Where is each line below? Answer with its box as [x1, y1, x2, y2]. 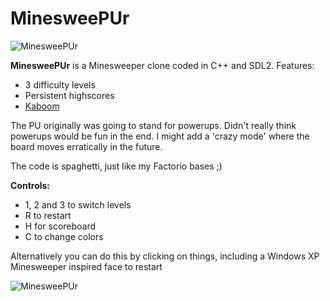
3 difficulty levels [24, 78, 96, 91]
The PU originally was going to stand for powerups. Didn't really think [10, 119, 297, 131]
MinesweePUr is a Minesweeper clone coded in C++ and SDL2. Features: [10, 59, 315, 71]
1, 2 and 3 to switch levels [24, 198, 132, 211]
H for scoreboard [24, 220, 97, 232]
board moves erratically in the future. [10, 140, 163, 152]
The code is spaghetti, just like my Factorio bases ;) [10, 160, 223, 172]
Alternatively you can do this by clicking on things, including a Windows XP [10, 250, 320, 262]
